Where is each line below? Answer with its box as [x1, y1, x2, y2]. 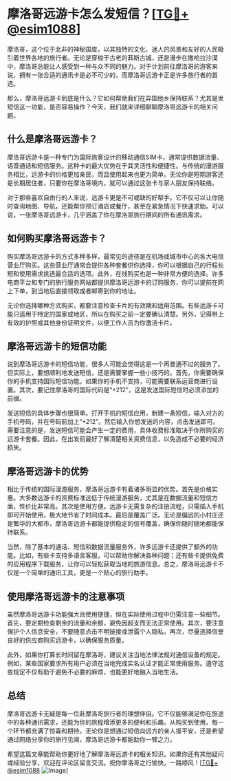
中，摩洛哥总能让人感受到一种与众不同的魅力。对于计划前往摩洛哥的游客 [7, 62, 212, 70]
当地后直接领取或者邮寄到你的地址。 [36, 286, 140, 295]
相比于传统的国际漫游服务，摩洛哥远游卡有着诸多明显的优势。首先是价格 [7, 485, 212, 493]
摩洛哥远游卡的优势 [7, 465, 89, 477]
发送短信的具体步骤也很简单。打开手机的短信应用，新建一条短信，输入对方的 [7, 409, 224, 417]
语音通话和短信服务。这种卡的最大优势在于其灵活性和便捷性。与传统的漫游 [7, 161, 218, 169]
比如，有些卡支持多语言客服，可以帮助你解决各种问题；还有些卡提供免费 [19, 551, 224, 559]
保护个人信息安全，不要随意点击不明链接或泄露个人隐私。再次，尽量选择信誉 [7, 628, 224, 635]
